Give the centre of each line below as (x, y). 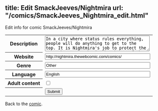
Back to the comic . (24, 104)
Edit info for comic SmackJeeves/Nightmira (49, 27)
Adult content (24, 83)
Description (24, 44)
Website (24, 57)
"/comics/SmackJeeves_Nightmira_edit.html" (77, 16)
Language (24, 74)
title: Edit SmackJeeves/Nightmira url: (64, 8)
